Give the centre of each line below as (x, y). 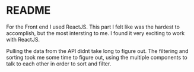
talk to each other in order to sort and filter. (59, 64)
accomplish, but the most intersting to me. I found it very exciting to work (96, 33)
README (28, 10)
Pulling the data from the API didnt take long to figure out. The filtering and (97, 51)
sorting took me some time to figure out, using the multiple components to (97, 57)
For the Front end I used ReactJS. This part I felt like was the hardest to (93, 27)
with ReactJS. (23, 39)
